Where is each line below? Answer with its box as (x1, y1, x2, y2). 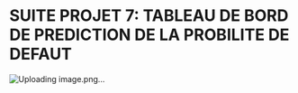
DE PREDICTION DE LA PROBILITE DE (9, 24, 290, 45)
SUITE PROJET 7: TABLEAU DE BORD (9, 5, 289, 26)
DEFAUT (9, 44, 72, 64)
